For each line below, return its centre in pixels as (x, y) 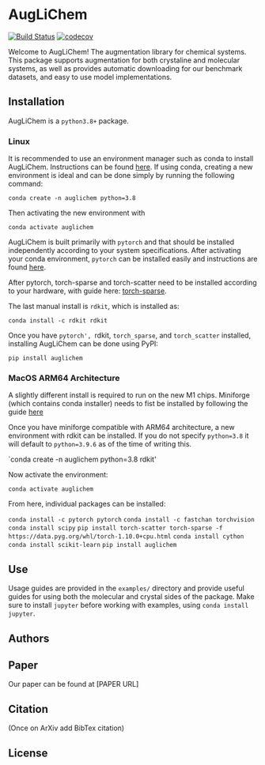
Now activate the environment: (58, 475)
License (28, 753)
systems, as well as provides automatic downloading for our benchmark (125, 68)
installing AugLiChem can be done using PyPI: (83, 344)
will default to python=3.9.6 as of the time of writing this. (100, 444)
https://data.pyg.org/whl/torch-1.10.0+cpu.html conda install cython (126, 537)
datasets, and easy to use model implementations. (90, 77)
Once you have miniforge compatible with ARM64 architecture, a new (121, 428)
